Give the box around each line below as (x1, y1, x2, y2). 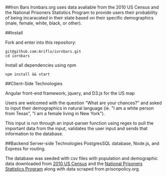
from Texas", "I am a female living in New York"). (5, 111, 105, 116)
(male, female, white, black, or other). (5, 20, 82, 26)
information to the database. (5, 131, 63, 137)
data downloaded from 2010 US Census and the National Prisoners (5, 161, 143, 167)
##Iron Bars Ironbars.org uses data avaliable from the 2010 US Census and (5, 4, 159, 10)
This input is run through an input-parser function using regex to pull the (5, 120, 154, 126)
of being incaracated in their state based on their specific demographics (5, 15, 154, 20)
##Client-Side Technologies (5, 81, 63, 86)
